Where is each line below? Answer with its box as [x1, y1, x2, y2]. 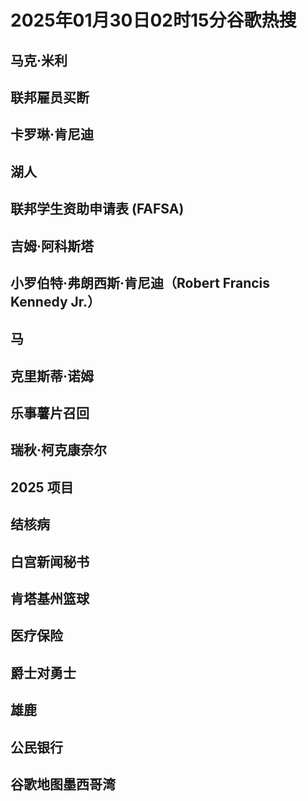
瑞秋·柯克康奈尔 [10, 442, 108, 459]
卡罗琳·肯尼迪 [10, 126, 95, 143]
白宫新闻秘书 [10, 553, 90, 570]
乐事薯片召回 [10, 405, 90, 422]
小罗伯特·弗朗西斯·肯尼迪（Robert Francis [10, 274, 271, 291]
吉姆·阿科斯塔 [10, 237, 95, 255]
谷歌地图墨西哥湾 [10, 776, 116, 793]
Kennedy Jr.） [10, 293, 102, 310]
